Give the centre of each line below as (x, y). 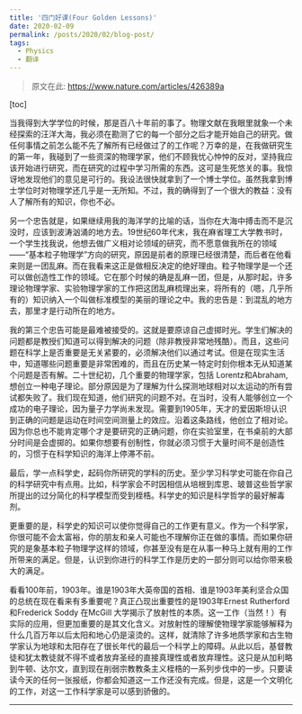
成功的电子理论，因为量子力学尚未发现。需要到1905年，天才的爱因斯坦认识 (148, 409)
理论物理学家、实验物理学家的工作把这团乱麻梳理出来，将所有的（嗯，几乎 (147, 288)
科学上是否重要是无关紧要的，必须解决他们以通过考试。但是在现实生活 (155, 352)
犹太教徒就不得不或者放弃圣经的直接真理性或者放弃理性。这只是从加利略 (159, 657)
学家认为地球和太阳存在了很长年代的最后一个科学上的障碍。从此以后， (139, 646)
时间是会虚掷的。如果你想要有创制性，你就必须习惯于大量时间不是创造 (147, 443)
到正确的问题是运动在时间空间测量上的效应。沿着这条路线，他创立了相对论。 (151, 420)
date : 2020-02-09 (42, 26)
